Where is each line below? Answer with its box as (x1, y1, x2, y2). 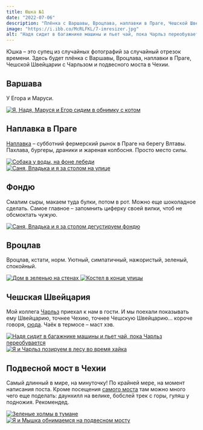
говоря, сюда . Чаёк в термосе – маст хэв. (6, 321, 115, 328)
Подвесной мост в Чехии (6, 363, 106, 373)
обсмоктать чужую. (6, 211, 58, 218)
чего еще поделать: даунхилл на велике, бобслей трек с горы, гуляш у (6, 392, 190, 399)
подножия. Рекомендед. (6, 399, 69, 406)
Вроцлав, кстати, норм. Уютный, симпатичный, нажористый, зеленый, (6, 256, 188, 263)
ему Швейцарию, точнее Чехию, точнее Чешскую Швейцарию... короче (6, 314, 193, 322)
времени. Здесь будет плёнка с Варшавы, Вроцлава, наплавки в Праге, (6, 55, 192, 62)
